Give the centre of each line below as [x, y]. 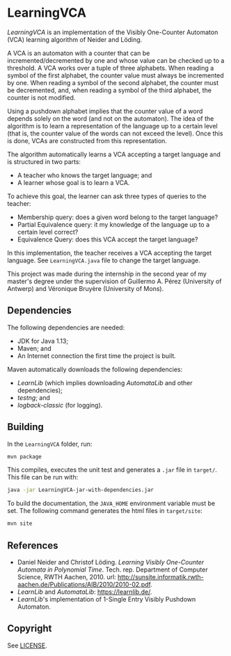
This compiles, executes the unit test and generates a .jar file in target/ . [112, 470]
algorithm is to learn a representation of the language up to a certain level [112, 126]
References [33, 545]
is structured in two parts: [44, 161]
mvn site [20, 524]
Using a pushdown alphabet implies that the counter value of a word [105, 111]
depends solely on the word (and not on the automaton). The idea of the [111, 118]
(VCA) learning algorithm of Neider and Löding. [75, 39]
